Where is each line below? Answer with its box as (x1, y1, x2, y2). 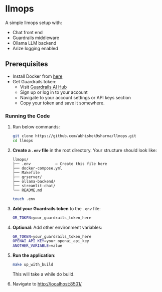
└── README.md (12, 188, 42, 193)
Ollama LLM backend (12, 40, 57, 46)
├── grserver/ (12, 174, 42, 180)
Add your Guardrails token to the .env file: (12, 205, 101, 211)
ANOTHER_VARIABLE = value (12, 243, 63, 248)
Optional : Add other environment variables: (12, 224, 103, 230)
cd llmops (12, 138, 34, 143)
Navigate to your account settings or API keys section (20, 94, 131, 100)
